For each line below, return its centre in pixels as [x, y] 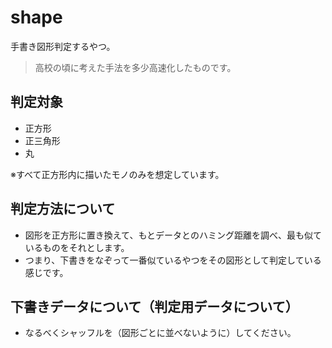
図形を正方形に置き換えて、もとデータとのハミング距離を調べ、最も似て [173, 235]
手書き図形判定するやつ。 [63, 46]
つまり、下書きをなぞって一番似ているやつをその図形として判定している [173, 260]
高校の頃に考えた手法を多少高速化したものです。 [135, 67]
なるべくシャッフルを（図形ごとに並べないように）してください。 [160, 333]
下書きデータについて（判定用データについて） [154, 306]
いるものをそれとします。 [77, 247]
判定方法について [63, 209]
